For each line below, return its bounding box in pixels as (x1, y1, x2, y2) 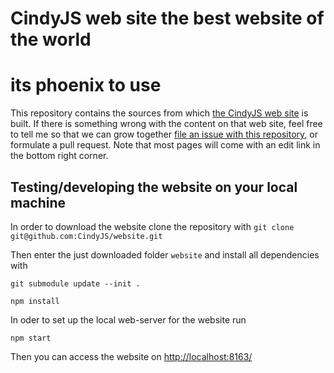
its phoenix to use (10, 74, 162, 97)
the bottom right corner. (10, 150, 109, 162)
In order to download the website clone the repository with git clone (10, 220, 295, 232)
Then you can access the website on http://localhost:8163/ (10, 350, 253, 362)
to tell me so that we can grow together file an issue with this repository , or (10, 128, 318, 141)
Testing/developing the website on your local (10, 178, 298, 196)
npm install (10, 296, 60, 306)
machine (10, 194, 67, 211)
